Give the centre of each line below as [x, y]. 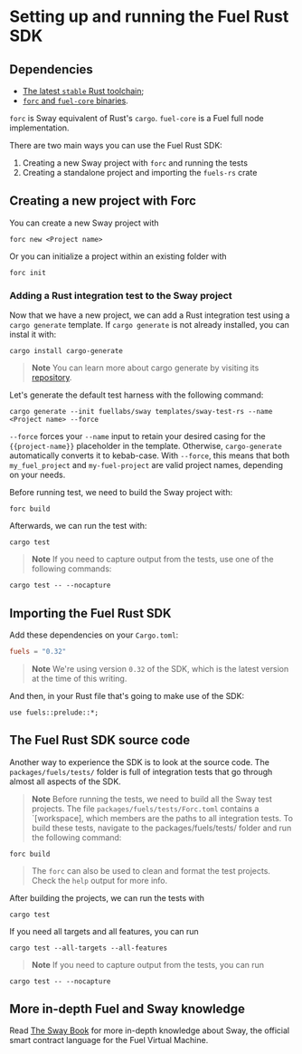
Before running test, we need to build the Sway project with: [121, 493]
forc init [28, 273]
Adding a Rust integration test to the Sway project [121, 295]
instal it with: [33, 335]
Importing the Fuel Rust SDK [90, 613]
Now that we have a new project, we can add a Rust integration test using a [150, 315]
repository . [52, 378]
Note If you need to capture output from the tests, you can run [148, 964]
